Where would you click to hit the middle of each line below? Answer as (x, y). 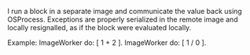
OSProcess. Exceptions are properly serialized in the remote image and (123, 19)
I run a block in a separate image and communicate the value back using (125, 11)
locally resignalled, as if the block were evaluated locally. (99, 27)
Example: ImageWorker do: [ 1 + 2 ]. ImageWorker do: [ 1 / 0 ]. (107, 43)
